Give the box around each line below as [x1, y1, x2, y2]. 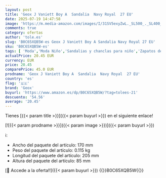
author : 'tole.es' [5, 35, 43, 40]
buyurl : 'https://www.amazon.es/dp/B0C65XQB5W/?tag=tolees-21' [5, 90, 138, 95]
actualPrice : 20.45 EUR [5, 53, 54, 58]
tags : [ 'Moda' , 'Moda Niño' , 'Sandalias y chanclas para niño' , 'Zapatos [5, 48, 156, 53]
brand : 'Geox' [5, 85, 35, 90]
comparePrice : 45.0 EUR [5, 67, 54, 72]
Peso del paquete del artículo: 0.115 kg [12, 147, 90, 153]
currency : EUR [5, 58, 35, 63]
